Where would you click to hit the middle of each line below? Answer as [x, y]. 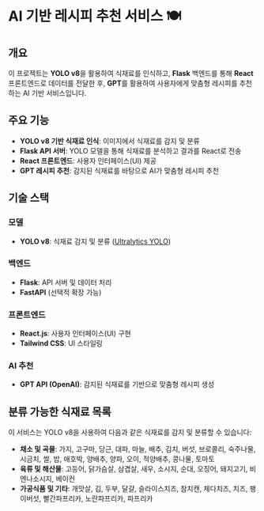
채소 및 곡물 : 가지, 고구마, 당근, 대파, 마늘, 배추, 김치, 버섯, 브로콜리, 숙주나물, [138, 449]
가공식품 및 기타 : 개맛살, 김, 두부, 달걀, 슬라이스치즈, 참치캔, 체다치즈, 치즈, [134, 489]
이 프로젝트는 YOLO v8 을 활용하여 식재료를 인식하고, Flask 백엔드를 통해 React [131, 73]
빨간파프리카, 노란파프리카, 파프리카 [98, 498]
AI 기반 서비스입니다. [55, 93]
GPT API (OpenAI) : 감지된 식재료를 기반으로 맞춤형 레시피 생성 [117, 384]
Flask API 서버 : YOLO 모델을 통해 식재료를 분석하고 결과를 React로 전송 [130, 150]
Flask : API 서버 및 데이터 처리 [66, 282]
